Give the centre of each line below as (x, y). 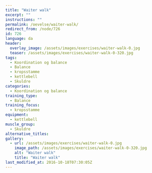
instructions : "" (24, 19)
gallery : (15, 139)
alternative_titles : (27, 134)
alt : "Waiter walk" (35, 153)
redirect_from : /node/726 (33, 29)
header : (14, 44)
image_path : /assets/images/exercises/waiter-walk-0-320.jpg (81, 148)
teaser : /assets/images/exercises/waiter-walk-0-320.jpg (72, 53)
